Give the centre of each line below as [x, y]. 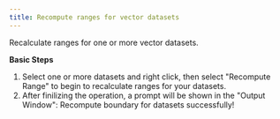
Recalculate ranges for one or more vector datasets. [104, 42]
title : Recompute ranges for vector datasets [94, 17]
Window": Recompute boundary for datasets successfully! [128, 104]
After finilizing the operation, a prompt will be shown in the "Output [144, 95]
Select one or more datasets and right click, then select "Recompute [146, 77]
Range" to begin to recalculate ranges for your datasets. [124, 86]
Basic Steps [31, 59]
